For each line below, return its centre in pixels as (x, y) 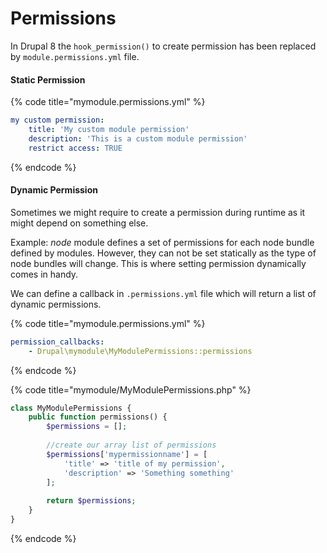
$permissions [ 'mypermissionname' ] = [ (127, 454)
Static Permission (48, 79)
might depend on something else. (79, 223)
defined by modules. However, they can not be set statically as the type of (163, 253)
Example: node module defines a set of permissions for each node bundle (162, 242)
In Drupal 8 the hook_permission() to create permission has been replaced (163, 46)
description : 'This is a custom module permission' (138, 138)
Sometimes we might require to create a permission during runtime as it (158, 212)
